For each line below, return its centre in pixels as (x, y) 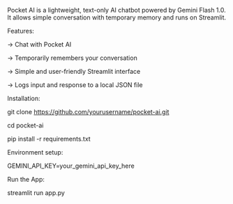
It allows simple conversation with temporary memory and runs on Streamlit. (117, 17)
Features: (21, 31)
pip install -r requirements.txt (49, 139)
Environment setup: (35, 152)
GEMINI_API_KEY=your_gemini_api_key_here (71, 166)
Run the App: (26, 179)
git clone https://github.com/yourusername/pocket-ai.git (88, 112)
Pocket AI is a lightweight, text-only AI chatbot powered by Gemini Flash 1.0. (116, 10)
